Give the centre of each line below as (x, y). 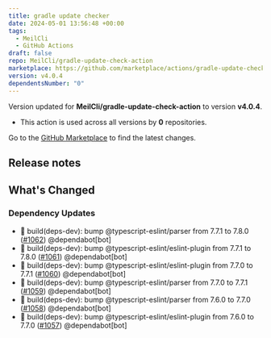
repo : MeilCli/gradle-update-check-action (81, 61)
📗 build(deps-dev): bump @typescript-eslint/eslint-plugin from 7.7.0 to (137, 265)
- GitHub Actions (45, 46)
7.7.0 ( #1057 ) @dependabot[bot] (73, 325)
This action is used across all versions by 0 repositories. (113, 122)
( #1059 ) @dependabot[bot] (65, 290)
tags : (17, 31)
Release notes (45, 163)
